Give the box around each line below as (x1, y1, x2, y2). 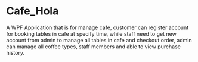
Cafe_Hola (6, 4, 59, 18)
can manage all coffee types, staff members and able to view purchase (6, 43, 181, 50)
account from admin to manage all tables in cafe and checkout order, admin (6, 36, 192, 44)
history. (6, 49, 25, 56)
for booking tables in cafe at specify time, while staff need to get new (6, 30, 177, 37)
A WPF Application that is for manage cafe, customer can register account (6, 24, 189, 31)
